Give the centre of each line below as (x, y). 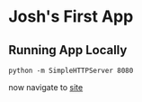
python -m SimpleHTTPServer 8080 (71, 70)
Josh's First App (71, 17)
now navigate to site (46, 87)
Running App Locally (68, 50)
